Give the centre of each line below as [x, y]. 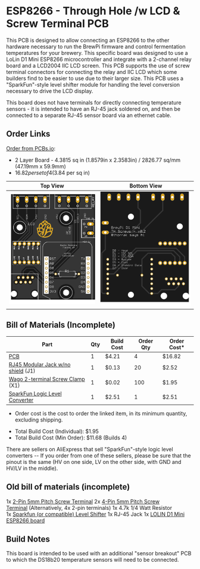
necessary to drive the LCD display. [50, 91]
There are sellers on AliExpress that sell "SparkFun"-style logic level [90, 449]
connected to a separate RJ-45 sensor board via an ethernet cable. [89, 115]
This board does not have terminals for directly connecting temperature [94, 102]
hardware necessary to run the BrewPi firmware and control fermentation [96, 47]
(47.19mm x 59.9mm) [40, 166]
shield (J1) [22, 371]
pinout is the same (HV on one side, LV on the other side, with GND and [94, 462]
